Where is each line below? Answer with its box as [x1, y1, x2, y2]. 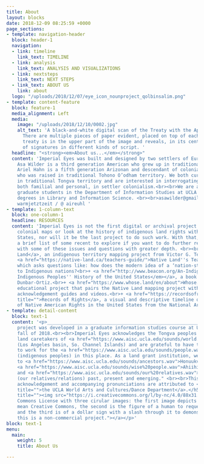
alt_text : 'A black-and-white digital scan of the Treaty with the [17, 127, 191, 133]
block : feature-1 [12, 104, 56, 111]
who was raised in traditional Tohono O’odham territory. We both [17, 172, 189, 179]
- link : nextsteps [12, 71, 59, 77]
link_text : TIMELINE [17, 54, 69, 60]
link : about [17, 88, 47, 94]
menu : [6, 426, 20, 432]
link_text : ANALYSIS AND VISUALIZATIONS [17, 65, 121, 72]
